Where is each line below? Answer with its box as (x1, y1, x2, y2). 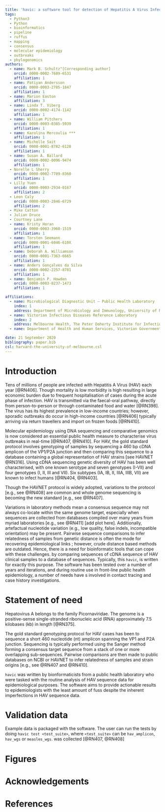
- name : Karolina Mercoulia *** (9, 131, 76, 135)
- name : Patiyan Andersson (9, 80, 65, 85)
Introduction (5, 365, 57, 377)
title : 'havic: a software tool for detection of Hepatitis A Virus (5, 7, 148, 12)
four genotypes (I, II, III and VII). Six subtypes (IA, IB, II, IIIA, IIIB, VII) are (5, 469, 149, 475)
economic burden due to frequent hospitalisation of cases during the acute (5, 392, 157, 398)
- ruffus (9, 35, 27, 40)
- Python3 (9, 16, 29, 21)
